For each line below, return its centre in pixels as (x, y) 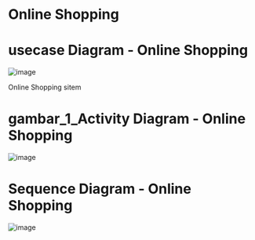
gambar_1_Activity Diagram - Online (127, 119)
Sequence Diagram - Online (100, 189)
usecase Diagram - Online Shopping (128, 51)
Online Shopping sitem (45, 87)
